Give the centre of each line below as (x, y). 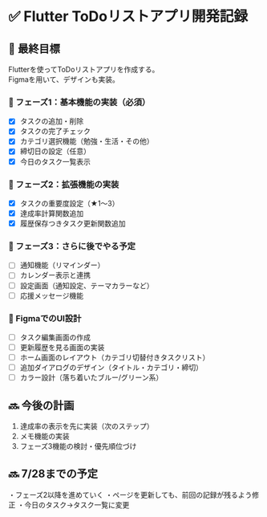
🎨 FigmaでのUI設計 (45, 318)
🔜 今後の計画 (41, 405)
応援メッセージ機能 (52, 295)
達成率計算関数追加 (52, 213)
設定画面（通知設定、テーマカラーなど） (87, 285)
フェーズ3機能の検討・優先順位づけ (78, 446)
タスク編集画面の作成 (55, 337)
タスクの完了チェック (55, 131)
